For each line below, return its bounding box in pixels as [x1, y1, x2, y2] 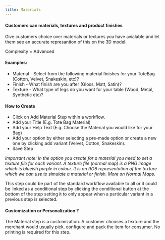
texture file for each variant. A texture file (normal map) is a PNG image [5, 160, 152, 166]
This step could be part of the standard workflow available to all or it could [5, 181, 157, 187]
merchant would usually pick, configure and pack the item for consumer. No [5, 224, 160, 230]
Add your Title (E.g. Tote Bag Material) [12, 119, 91, 125]
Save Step [12, 145, 34, 151]
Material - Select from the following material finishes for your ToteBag [12, 71, 155, 77]
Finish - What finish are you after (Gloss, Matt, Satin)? [12, 81, 122, 87]
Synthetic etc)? [12, 92, 44, 98]
